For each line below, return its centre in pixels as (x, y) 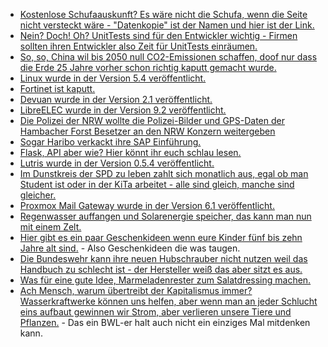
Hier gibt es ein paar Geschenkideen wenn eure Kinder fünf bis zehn (161, 237)
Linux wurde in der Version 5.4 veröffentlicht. (113, 78)
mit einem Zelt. (50, 227)
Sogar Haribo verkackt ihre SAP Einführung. (110, 142)
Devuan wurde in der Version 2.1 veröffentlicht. (116, 99)
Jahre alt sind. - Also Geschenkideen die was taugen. (130, 248)
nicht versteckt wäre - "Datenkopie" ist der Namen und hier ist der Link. (167, 25)
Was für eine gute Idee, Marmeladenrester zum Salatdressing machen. (165, 280)
